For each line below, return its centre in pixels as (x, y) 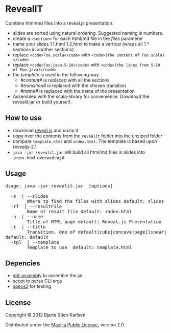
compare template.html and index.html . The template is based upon (85, 141)
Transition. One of (51, 232)
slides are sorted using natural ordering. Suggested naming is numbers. (88, 33)
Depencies (23, 263)
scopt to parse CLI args (37, 281)
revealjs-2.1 (25, 147)
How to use (23, 118)
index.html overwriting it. (39, 157)
